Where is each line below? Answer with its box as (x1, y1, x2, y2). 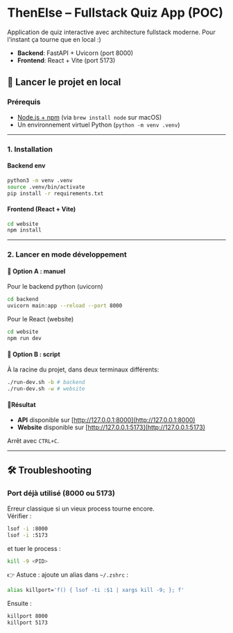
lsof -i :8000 (7, 525, 49, 532)
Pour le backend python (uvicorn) (7, 282, 103, 291)
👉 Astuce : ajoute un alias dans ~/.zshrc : (7, 570, 129, 579)
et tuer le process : (7, 544, 61, 552)
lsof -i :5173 (7, 531, 49, 538)
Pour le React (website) (7, 315, 74, 323)
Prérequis (7, 97, 41, 107)
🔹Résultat (7, 400, 36, 408)
